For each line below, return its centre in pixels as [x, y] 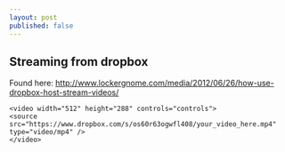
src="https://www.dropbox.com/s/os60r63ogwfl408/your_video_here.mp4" [143, 124]
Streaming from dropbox [79, 62]
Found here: [31, 83]
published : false [41, 26]
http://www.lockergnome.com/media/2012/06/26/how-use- [164, 83]
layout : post [33, 17]
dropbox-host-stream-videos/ [64, 92]
